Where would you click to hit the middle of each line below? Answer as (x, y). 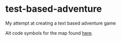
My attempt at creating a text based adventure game (60, 23)
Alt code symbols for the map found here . (49, 33)
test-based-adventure (54, 9)
